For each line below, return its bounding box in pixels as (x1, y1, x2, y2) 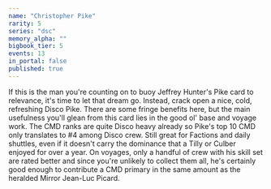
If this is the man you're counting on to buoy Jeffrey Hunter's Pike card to (8, 87, 254, 97)
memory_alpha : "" (8, 34, 67, 43)
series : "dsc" (8, 27, 57, 35)
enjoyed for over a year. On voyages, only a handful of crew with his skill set (8, 147, 264, 157)
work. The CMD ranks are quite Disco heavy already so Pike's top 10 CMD (8, 121, 256, 131)
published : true (8, 65, 63, 73)
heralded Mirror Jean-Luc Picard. (8, 173, 120, 183)
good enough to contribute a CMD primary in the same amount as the (8, 164, 241, 174)
